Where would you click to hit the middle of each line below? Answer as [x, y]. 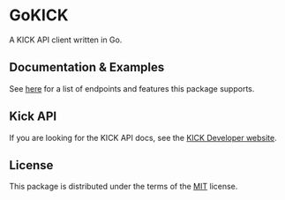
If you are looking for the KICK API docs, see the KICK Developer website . [143, 137]
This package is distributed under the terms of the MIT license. [124, 187]
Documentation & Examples [87, 67]
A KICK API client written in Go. [66, 40]
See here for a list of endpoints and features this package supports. [132, 88]
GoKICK [39, 15]
